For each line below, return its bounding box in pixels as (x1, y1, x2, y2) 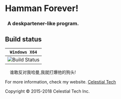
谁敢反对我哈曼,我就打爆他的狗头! (9, 69, 76, 75)
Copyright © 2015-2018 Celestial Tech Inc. (5, 88, 90, 94)
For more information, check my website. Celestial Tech (5, 79, 116, 85)
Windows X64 (9, 49, 37, 55)
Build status (5, 35, 42, 43)
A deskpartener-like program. (7, 20, 79, 27)
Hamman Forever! (5, 3, 79, 14)
